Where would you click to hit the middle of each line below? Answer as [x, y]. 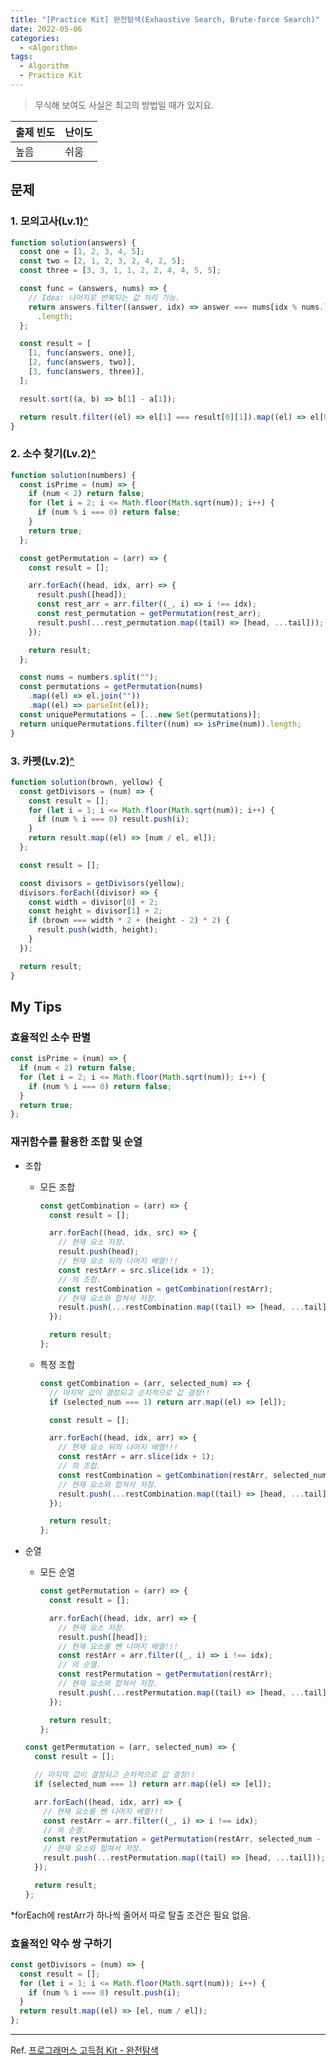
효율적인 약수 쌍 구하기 [61, 1943]
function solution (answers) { [73, 242]
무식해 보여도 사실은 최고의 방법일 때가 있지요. [124, 105]
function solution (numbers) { [73, 475]
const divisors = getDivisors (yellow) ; [102, 883]
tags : [21, 57]
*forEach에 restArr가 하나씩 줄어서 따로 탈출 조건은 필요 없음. [131, 1915]
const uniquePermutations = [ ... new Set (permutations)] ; [140, 714]
